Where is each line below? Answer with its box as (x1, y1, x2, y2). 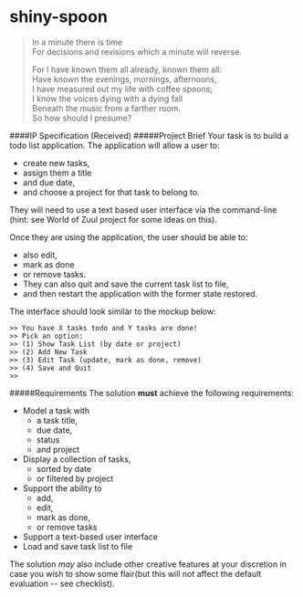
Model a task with (22, 404, 89, 416)
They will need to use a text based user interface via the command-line (9, 204, 277, 215)
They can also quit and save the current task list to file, (22, 278, 229, 289)
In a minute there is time (31, 37, 123, 47)
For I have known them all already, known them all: (31, 64, 222, 75)
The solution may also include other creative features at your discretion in (9, 559, 287, 570)
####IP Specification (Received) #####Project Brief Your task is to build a (9, 130, 289, 141)
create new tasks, (22, 157, 90, 168)
